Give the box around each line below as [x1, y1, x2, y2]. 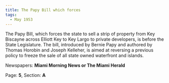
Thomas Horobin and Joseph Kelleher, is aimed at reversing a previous [5, 47, 154, 53]
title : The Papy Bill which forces [5, 7, 81, 13]
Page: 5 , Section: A [5, 72, 46, 78]
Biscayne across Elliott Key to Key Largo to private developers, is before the [5, 36, 164, 42]
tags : [5, 12, 17, 17]
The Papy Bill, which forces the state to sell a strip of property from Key [5, 31, 155, 37]
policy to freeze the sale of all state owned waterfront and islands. [5, 52, 144, 59]
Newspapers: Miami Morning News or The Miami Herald [5, 62, 126, 69]
